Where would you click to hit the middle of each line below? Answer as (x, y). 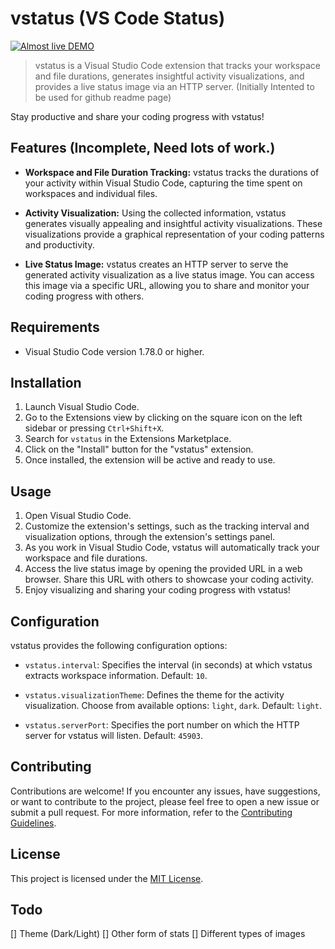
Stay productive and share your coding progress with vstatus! (137, 116)
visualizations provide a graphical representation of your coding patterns (174, 234)
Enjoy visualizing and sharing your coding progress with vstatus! (157, 590)
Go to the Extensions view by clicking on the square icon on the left (163, 418)
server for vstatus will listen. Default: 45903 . (114, 735)
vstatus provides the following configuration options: (119, 645)
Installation (46, 382)
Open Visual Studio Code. (78, 516)
